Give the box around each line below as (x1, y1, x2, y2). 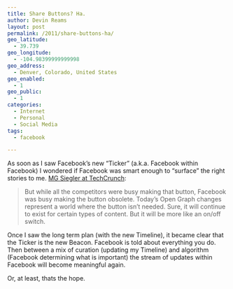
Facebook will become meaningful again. (7, 260, 126, 269)
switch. (24, 218, 45, 226)
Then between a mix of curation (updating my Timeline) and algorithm (7, 246, 209, 254)
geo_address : (7, 62, 45, 69)
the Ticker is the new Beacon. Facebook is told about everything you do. (7, 239, 216, 247)
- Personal (13, 114, 45, 121)
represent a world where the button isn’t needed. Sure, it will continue (24, 202, 226, 211)
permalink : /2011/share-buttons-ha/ (7, 29, 114, 37)
